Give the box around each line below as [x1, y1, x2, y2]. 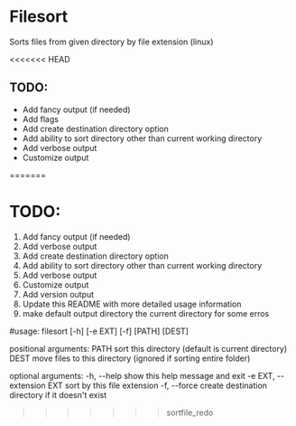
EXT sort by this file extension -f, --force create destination [48, 380, 268, 391]
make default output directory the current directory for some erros [22, 308, 270, 318]
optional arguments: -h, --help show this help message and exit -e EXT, [9, 370, 275, 381]
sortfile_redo [166, 407, 214, 418]
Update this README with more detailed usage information [22, 298, 242, 309]
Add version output [22, 289, 95, 299]
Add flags [22, 113, 59, 124]
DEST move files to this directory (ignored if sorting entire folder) [9, 353, 251, 364]
